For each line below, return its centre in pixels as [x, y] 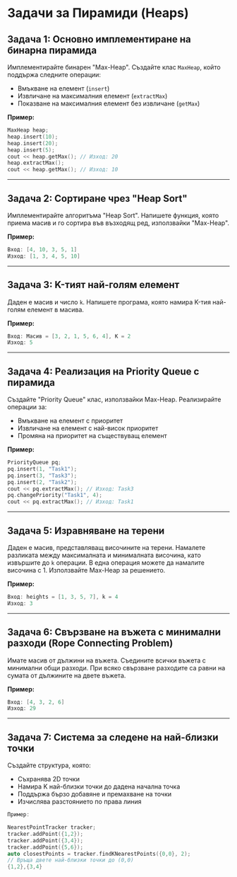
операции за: [27, 407]
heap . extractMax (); [36, 163]
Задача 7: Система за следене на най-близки [113, 737]
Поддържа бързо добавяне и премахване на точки [95, 794]
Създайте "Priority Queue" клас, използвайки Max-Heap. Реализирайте [114, 400]
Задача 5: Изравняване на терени [86, 531]
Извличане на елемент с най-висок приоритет [88, 428]
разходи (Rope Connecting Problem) [90, 643]
